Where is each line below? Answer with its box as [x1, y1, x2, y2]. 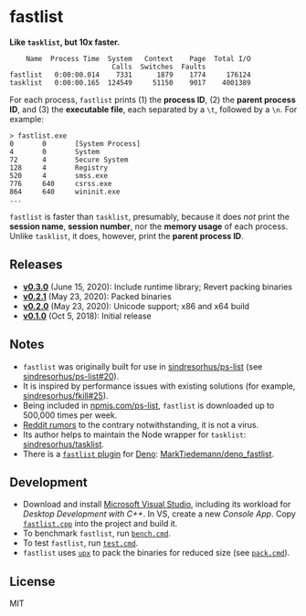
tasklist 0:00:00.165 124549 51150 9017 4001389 [9, 78, 251, 88]
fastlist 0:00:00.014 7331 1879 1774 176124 [9, 70, 251, 79]
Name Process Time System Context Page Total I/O [26, 54, 251, 63]
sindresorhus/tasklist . [22, 438, 105, 449]
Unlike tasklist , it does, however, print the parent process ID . [9, 230, 244, 241]
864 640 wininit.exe [9, 187, 121, 196]
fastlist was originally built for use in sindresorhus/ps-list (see [22, 360, 263, 371]
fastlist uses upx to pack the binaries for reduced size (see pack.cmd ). [22, 548, 290, 559]
